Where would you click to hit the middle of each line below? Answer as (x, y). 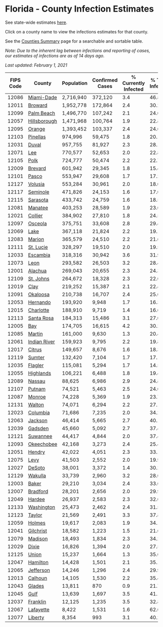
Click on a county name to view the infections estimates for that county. (77, 32)
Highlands (40, 373)
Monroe (37, 397)
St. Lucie (38, 247)
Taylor (35, 515)
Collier (35, 215)
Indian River (41, 341)
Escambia (39, 255)
